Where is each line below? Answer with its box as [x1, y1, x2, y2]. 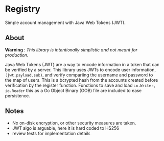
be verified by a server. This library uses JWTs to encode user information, [5, 67, 156, 72]
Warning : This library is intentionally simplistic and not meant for [5, 47, 138, 52]
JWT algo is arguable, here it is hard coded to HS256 [12, 125, 119, 131]
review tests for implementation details [12, 130, 91, 136]
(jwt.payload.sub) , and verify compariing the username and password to [5, 72, 153, 78]
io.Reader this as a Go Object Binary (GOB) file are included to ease [5, 87, 142, 94]
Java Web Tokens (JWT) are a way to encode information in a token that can [5, 61, 160, 67]
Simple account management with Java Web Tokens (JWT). [5, 20, 126, 25]
